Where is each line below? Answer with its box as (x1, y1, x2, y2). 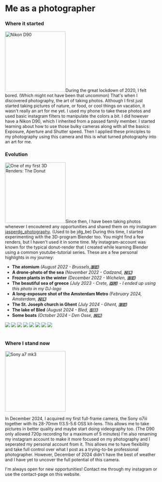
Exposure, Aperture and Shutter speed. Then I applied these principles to (5, 129, 151, 135)
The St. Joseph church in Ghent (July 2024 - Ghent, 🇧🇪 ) (12, 301, 128, 307)
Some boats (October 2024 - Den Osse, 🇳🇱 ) (12, 312, 103, 318)
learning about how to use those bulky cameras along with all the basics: (5, 124, 150, 129)
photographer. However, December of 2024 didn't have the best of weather (5, 451, 156, 458)
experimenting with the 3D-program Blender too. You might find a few (5, 233, 144, 240)
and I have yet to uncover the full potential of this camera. (5, 457, 120, 463)
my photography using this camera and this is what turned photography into (5, 134, 157, 140)
